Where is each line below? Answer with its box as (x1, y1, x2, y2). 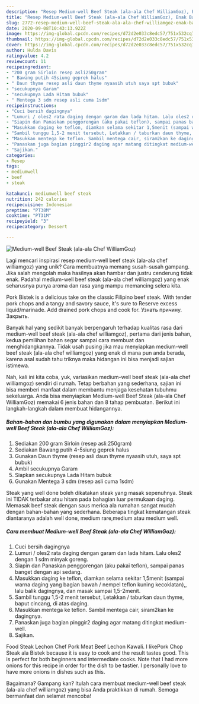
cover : (6, 42, 23, 48)
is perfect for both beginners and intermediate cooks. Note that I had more (6, 655, 188, 662)
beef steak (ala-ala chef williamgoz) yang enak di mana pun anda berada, (6, 349, 185, 356)
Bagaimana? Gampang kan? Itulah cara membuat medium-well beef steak (6, 680, 187, 687)
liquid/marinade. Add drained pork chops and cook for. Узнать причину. (6, 306, 182, 313)
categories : (6, 152, 36, 158)
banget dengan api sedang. (14, 568, 82, 575)
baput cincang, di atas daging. (14, 599, 89, 607)
